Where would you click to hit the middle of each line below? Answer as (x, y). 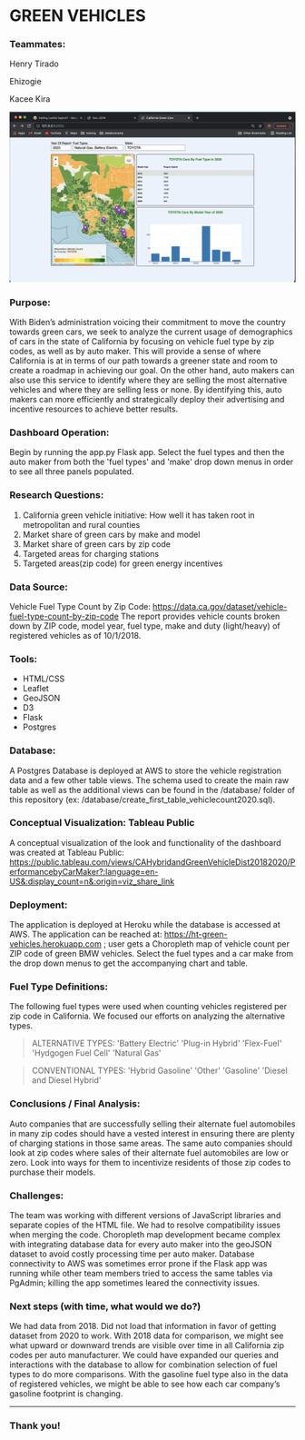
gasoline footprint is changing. (66, 1394)
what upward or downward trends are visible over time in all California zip (147, 1346)
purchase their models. (53, 1172)
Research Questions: (57, 495)
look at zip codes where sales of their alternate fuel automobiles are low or (149, 1152)
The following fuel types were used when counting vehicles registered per (148, 1007)
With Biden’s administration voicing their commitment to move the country (148, 323)
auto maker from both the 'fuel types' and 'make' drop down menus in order (152, 462)
